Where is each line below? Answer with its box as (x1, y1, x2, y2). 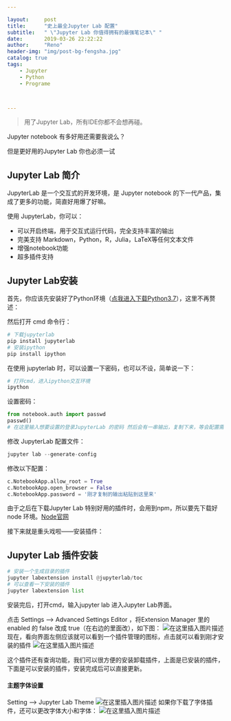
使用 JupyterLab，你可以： (7, 212, 84, 220)
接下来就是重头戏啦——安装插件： (7, 527, 104, 536)
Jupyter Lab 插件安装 (7, 549, 98, 561)
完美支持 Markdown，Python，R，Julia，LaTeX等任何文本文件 (16, 236, 195, 244)
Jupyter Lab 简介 (7, 169, 80, 181)
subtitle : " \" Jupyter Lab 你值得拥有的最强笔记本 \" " (7, 29, 162, 36)
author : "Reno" (7, 42, 63, 49)
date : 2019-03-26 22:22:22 (7, 35, 103, 42)
